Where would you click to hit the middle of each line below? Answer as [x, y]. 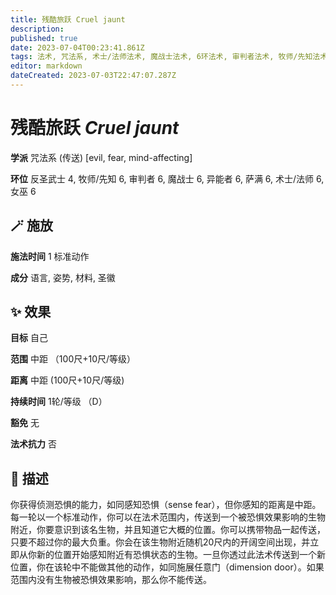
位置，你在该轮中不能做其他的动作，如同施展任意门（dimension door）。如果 [167, 567]
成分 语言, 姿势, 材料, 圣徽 [63, 277]
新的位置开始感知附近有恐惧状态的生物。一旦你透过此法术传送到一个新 [181, 555]
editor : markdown [46, 66]
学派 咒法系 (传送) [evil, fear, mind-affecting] [101, 157]
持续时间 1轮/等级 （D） [59, 402]
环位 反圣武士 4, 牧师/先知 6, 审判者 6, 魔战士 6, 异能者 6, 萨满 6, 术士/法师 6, [167, 178]
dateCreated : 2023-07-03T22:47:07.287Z [93, 76]
